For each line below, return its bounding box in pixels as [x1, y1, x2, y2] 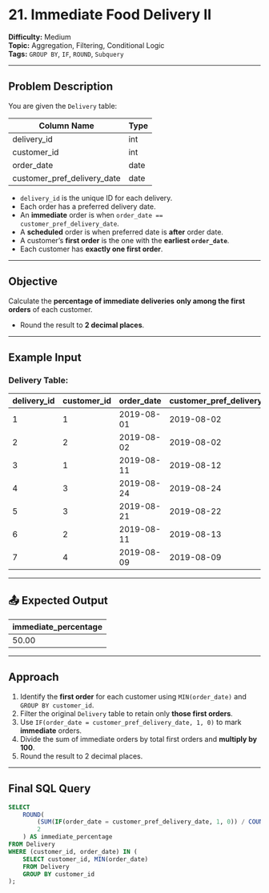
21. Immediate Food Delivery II [8, 6, 212, 24]
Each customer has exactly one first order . [19, 244, 163, 254]
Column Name [38, 120, 94, 131]
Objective [8, 274, 58, 289]
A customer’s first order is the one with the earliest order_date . [19, 235, 230, 245]
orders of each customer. [8, 304, 93, 314]
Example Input [8, 350, 82, 364]
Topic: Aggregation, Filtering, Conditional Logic [8, 40, 165, 50]
